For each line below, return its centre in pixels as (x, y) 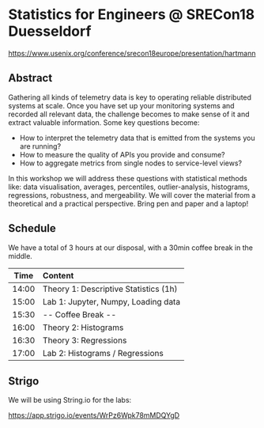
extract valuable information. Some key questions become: (104, 122)
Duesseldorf (50, 31)
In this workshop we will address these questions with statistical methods (128, 178)
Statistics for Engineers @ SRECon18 (132, 15)
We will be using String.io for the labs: (70, 400)
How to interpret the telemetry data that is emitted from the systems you (137, 138)
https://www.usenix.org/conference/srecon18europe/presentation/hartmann (132, 53)
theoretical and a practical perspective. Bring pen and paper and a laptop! (128, 203)
